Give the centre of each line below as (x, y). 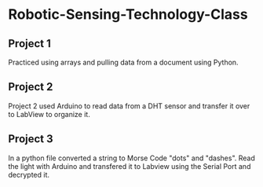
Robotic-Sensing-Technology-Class (128, 15)
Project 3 (31, 139)
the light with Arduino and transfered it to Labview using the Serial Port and (130, 166)
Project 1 (29, 44)
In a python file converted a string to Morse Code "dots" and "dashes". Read (131, 158)
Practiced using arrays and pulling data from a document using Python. (123, 62)
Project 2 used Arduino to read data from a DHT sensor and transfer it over (129, 106)
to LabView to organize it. (49, 114)
